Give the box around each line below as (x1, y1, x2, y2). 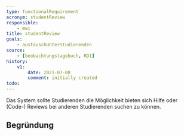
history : (6, 58, 28, 64)
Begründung (6, 120, 54, 131)
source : (6, 48, 26, 53)
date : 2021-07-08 (27, 69, 70, 75)
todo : (6, 81, 20, 87)
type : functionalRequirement (6, 8, 79, 15)
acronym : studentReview (6, 14, 66, 20)
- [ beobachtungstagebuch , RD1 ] (17, 53, 95, 59)
